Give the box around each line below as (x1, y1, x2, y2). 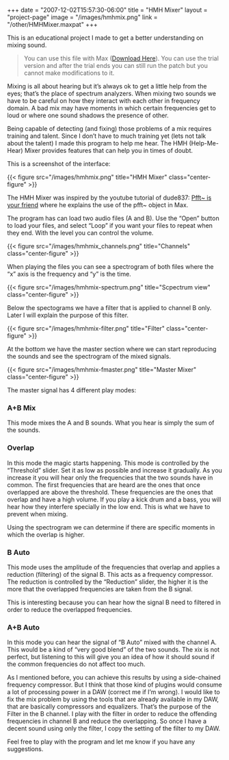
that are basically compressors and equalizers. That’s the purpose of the (7, 702, 212, 711)
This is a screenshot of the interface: (7, 160, 111, 167)
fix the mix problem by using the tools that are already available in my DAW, (7, 696, 219, 704)
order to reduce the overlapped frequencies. (7, 605, 133, 613)
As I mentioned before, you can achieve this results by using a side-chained (7, 674, 221, 682)
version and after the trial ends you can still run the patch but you (23, 62, 208, 69)
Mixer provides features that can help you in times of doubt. (24, 147, 193, 154)
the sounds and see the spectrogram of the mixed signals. (7, 353, 171, 360)
